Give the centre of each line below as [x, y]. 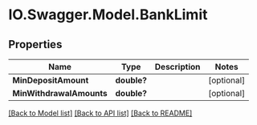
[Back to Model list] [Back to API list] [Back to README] [100, 113]
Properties [35, 44]
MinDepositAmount [51, 80]
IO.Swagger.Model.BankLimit [108, 15]
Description [177, 67]
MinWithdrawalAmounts [60, 93]
